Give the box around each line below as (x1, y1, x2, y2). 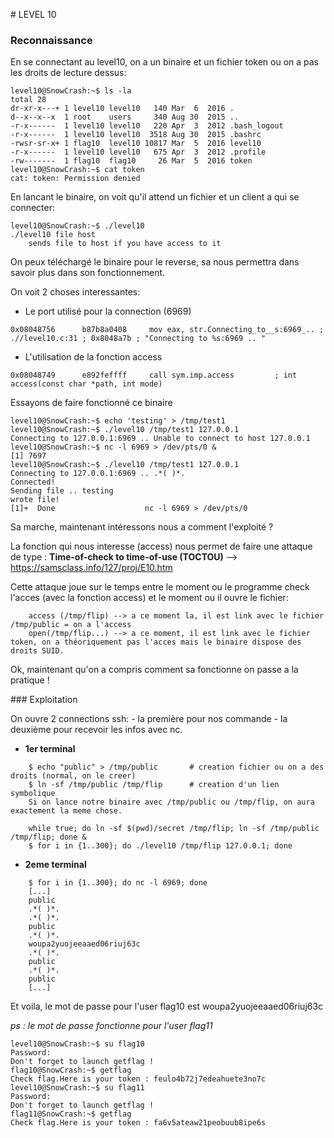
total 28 (10, 95, 47, 105)
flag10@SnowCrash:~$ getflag (10, 1065, 132, 1076)
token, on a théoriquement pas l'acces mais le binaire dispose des (10, 637, 302, 648)
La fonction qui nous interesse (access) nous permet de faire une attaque (10, 540, 313, 553)
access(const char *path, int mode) (10, 379, 163, 389)
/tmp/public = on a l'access (10, 620, 132, 630)
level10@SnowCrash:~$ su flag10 (10, 1039, 145, 1049)
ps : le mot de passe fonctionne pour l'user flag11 (10, 1020, 213, 1032)
